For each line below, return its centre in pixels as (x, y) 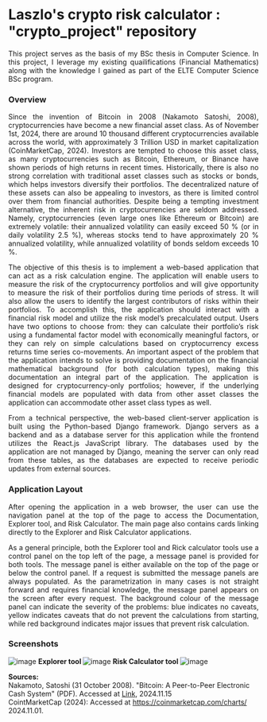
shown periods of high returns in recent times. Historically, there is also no (133, 168)
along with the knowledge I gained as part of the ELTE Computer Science (133, 70)
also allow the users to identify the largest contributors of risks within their (133, 301)
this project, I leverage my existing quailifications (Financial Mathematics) (133, 62)
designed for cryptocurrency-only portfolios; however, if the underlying (133, 386)
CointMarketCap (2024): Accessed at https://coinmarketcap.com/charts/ (128, 702)
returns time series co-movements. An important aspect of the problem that (133, 352)
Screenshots (33, 644)
